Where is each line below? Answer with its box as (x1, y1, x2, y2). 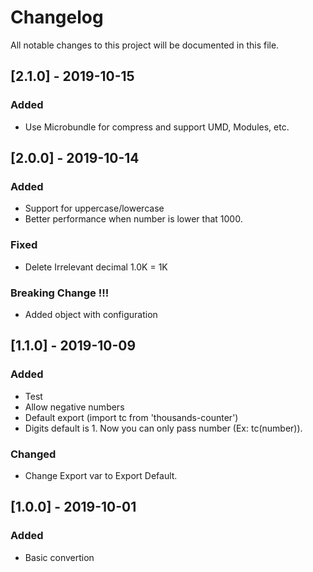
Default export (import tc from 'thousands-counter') (24, 411, 239, 423)
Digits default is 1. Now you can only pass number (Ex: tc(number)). (24, 422, 303, 434)
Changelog (10, 6, 104, 29)
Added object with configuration (24, 308, 158, 320)
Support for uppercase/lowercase (24, 202, 165, 215)
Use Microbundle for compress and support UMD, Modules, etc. (24, 121, 290, 133)
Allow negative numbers (24, 401, 125, 413)
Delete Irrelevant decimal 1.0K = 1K (24, 261, 168, 273)
